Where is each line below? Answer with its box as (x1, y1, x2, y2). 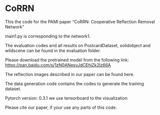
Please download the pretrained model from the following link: (5, 57, 129, 63)
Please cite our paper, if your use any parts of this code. (5, 104, 117, 110)
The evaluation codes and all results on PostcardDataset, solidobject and (5, 42, 151, 48)
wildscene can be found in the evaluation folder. (5, 48, 101, 53)
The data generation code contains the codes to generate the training (5, 80, 144, 87)
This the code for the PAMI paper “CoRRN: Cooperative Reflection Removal (5, 19, 155, 25)
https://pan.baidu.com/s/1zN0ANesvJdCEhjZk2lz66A (5, 62, 111, 68)
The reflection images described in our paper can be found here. (5, 71, 135, 77)
